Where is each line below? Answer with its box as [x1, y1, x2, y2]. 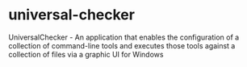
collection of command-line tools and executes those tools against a [8, 40, 236, 50]
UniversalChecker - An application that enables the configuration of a [8, 32, 240, 42]
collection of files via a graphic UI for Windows [8, 49, 164, 59]
